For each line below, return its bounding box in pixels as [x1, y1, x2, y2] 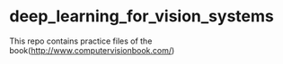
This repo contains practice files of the [9, 36, 153, 46]
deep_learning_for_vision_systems [9, 6, 274, 27]
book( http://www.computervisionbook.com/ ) [9, 44, 175, 55]
